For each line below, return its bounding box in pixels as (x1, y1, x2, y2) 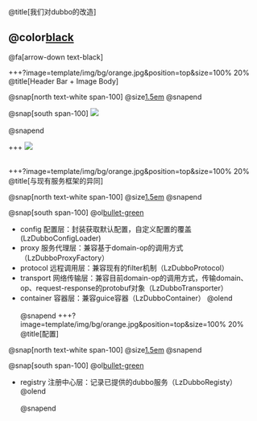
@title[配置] (19, 328, 59, 338)
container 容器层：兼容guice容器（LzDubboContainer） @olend (19, 293, 233, 303)
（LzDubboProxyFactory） (19, 253, 109, 262)
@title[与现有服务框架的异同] (8, 175, 103, 185)
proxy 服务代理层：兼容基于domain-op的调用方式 (19, 242, 184, 252)
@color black (8, 31, 74, 44)
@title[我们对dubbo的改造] (8, 7, 97, 16)
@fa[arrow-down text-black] (8, 52, 103, 62)
